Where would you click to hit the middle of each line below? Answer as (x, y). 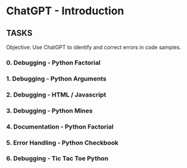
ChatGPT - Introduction (65, 11)
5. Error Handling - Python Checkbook (63, 142)
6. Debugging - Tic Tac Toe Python (57, 158)
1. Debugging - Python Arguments (56, 79)
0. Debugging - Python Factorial (53, 63)
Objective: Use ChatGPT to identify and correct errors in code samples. (94, 47)
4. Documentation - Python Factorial (60, 126)
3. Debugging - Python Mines (49, 110)
